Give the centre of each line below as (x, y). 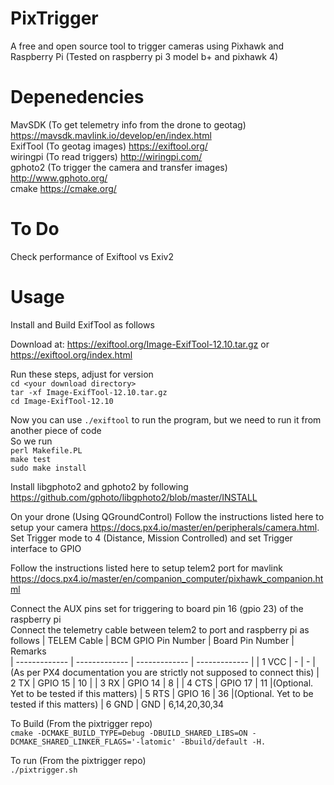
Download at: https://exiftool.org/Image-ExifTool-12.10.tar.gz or (140, 344)
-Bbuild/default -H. (223, 742)
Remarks (28, 651)
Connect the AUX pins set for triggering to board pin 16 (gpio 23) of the (157, 608)
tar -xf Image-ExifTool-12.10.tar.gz (89, 392)
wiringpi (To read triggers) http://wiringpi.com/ (106, 156)
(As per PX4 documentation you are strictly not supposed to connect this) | (165, 672)
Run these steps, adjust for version (82, 374)
